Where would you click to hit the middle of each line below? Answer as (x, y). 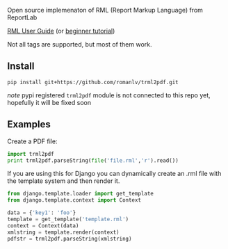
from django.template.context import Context (74, 200)
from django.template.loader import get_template (81, 194)
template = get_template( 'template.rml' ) (68, 219)
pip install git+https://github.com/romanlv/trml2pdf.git (93, 82)
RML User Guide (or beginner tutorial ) (61, 31)
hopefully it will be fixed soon (49, 102)
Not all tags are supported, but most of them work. (80, 44)
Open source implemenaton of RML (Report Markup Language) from (105, 10)
